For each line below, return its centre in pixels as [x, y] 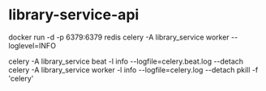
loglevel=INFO [32, 45]
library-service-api [74, 15]
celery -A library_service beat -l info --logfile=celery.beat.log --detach [126, 61]
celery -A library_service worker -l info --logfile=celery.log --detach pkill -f [133, 69]
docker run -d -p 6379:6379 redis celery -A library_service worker [119, 37]
